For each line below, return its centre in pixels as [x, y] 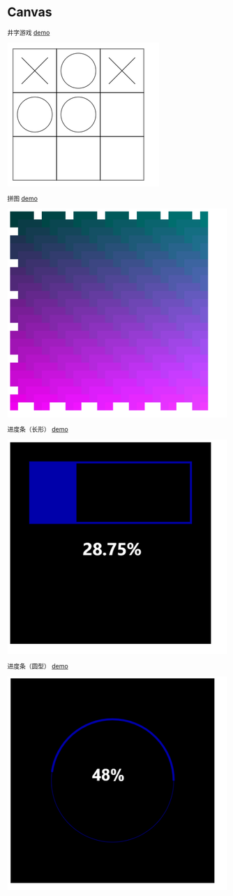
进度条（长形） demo [38, 429]
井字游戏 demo [29, 32]
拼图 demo [23, 198]
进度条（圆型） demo [38, 666]
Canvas [30, 12]
